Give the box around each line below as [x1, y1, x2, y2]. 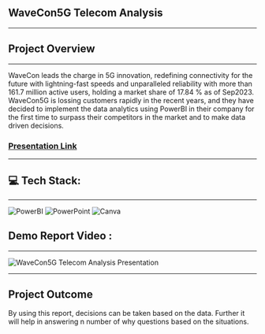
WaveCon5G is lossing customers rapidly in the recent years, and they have [8, 95, 254, 105]
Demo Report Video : [8, 229, 113, 243]
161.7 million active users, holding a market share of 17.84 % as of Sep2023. [8, 87, 255, 97]
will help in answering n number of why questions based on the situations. [8, 317, 249, 326]
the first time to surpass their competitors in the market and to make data [8, 112, 246, 121]
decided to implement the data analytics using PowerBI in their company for [8, 104, 255, 113]
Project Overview [8, 43, 95, 56]
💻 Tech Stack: [8, 174, 81, 187]
